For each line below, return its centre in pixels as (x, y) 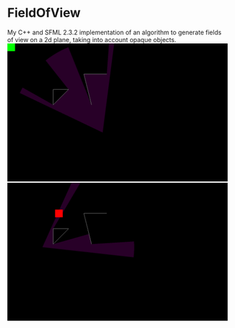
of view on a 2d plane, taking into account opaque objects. (92, 39)
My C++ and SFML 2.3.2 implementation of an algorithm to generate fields (114, 32)
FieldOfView (44, 13)
